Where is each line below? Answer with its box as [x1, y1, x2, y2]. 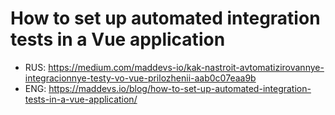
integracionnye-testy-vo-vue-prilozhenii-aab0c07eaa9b [24, 72, 257, 84]
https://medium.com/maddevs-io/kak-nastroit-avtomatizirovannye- [48, 61, 325, 73]
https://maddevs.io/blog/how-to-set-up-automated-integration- [48, 82, 312, 94]
